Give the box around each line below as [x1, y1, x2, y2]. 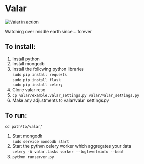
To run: [5, 111, 27, 120]
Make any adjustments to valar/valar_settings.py [12, 97, 109, 103]
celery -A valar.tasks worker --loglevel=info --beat [12, 149, 124, 154]
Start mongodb [12, 133, 43, 139]
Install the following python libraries [12, 66, 84, 72]
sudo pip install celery [12, 82, 63, 87]
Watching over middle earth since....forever [5, 28, 92, 34]
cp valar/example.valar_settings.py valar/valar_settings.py [12, 93, 140, 98]
